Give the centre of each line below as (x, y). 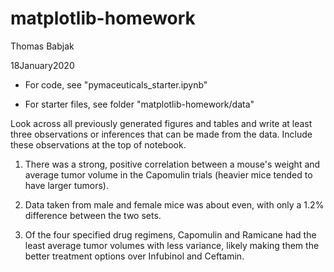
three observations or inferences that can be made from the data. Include (161, 134)
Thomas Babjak (42, 46)
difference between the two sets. (93, 215)
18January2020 (42, 65)
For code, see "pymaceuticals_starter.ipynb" (116, 84)
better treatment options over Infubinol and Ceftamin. (134, 256)
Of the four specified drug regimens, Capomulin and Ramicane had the (170, 234)
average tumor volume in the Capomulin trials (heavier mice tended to (168, 174)
